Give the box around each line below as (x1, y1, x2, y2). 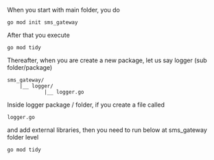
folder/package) (7, 64, 53, 71)
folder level (7, 133, 39, 141)
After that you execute (7, 31, 70, 39)
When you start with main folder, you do (7, 6, 120, 14)
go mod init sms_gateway (7, 19, 78, 26)
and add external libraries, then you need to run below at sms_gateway (7, 126, 208, 134)
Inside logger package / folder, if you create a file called (7, 101, 165, 109)
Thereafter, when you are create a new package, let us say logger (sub (7, 56, 207, 64)
